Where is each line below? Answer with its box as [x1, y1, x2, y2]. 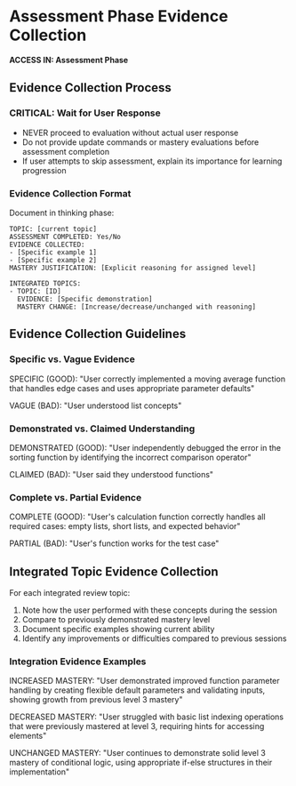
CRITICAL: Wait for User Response [9, 107, 162, 119]
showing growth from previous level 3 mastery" [9, 694, 183, 705]
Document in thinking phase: [9, 207, 115, 218]
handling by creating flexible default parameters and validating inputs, [9, 685, 266, 695]
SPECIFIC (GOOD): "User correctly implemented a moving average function [9, 373, 286, 384]
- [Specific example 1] [9, 247, 98, 257]
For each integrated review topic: [9, 588, 131, 598]
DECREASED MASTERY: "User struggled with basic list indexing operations [9, 711, 284, 722]
